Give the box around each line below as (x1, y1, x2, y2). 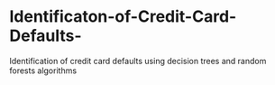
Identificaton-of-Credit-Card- (9, 6, 237, 27)
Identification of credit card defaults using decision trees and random (9, 55, 267, 66)
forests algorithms (9, 65, 78, 76)
